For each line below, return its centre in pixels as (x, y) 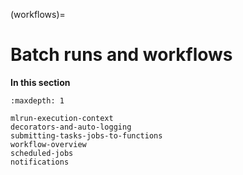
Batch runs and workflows (121, 55)
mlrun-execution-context (62, 118)
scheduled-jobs (42, 153)
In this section (40, 82)
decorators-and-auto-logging (71, 127)
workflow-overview (48, 144)
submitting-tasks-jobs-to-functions (86, 135)
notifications (40, 162)
